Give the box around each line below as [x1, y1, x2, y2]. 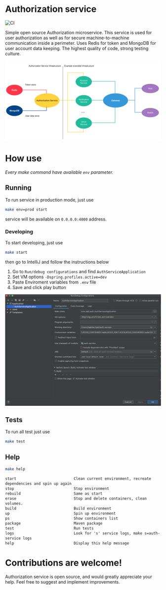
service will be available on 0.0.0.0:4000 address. [5, 216, 107, 222]
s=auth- [144, 530, 161, 536]
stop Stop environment [5, 486, 110, 491]
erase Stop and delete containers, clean [5, 496, 147, 501]
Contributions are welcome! [5, 557, 122, 569]
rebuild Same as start [5, 491, 103, 496]
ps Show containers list [5, 516, 119, 521]
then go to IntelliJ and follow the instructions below [5, 259, 109, 265]
